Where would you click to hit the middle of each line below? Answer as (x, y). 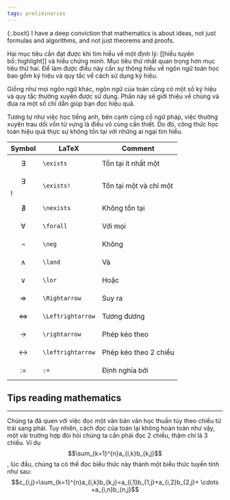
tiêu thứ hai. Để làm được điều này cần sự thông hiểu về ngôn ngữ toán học (113, 68)
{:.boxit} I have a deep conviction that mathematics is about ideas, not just (112, 33)
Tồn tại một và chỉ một (137, 185)
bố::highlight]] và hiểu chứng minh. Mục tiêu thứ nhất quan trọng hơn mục (111, 61)
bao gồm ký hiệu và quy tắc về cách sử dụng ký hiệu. (82, 76)
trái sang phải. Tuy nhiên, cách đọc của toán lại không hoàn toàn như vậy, (111, 428)
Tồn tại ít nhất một (131, 163)
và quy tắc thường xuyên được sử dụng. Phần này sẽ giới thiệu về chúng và (113, 96)
